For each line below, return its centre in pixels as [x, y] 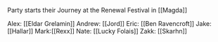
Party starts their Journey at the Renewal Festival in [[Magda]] [97, 10]
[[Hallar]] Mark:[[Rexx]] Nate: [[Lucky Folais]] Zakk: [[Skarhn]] [97, 31]
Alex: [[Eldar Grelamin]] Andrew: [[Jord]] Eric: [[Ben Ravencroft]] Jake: [110, 23]
